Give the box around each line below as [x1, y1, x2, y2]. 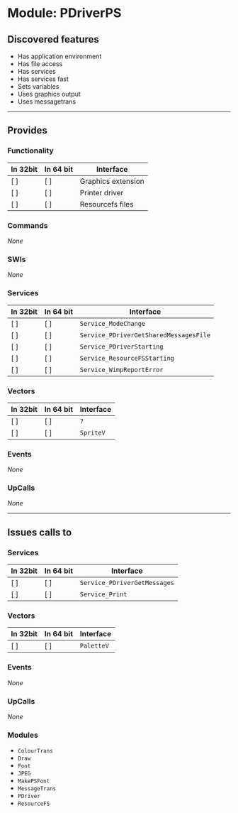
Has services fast [17, 75, 69, 83]
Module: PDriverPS [7, 5, 122, 21]
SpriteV [79, 428, 106, 437]
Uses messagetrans [17, 97, 76, 106]
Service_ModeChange [79, 320, 146, 327]
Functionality [7, 146, 55, 155]
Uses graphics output [17, 90, 81, 98]
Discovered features [7, 33, 99, 45]
